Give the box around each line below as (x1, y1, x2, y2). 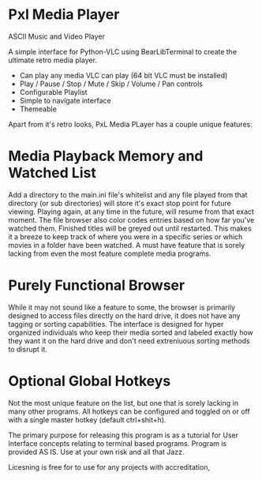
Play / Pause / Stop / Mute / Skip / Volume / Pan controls (19, 79, 204, 88)
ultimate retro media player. (8, 55, 97, 65)
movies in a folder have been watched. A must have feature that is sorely (8, 240, 245, 249)
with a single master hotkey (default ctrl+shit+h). (8, 414, 167, 424)
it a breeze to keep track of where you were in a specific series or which (8, 231, 243, 242)
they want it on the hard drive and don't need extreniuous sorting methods (8, 336, 250, 345)
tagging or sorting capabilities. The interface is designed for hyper (8, 319, 224, 328)
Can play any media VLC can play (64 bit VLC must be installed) (19, 70, 228, 80)
